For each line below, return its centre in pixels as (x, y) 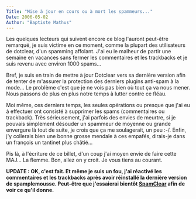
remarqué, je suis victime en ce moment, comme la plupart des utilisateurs (96, 45)
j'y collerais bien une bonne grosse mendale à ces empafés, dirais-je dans (96, 136)
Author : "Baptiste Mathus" (39, 22)
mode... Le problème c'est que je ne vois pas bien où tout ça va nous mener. (98, 88)
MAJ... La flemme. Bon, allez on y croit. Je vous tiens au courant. (84, 160)
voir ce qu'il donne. (30, 190)
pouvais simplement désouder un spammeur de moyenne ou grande (89, 124)
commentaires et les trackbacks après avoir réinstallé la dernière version (97, 178)
